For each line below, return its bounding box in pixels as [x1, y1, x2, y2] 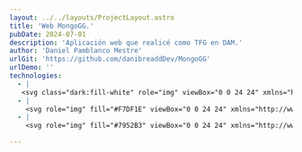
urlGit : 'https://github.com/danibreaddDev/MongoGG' [9, 55, 211, 63]
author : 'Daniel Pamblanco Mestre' [9, 46, 143, 55]
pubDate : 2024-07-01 [9, 30, 87, 38]
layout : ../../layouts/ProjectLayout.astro [9, 13, 175, 22]
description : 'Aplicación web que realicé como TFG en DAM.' [9, 38, 244, 47]
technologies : [9, 72, 63, 80]
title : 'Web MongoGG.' [9, 21, 94, 30]
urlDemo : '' [9, 63, 54, 72]
